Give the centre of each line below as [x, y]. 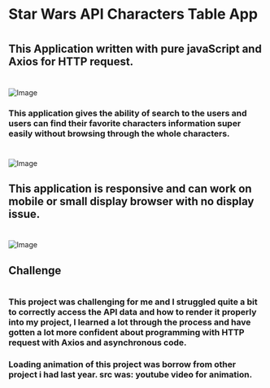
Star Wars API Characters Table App [133, 14]
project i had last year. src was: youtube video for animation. [131, 374]
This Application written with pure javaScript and [135, 49]
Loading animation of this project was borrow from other [122, 364]
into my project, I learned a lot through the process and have [130, 322]
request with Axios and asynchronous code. [98, 342]
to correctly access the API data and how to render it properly [133, 312]
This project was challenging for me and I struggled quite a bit [133, 302]
